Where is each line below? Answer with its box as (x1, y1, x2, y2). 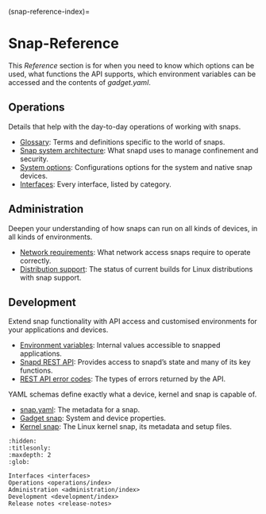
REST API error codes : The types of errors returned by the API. (19, 374, 226, 384)
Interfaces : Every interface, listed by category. (19, 179, 172, 189)
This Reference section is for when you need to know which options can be (8, 60, 255, 70)
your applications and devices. (8, 325, 109, 334)
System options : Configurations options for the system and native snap (19, 162, 253, 172)
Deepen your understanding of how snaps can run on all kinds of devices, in (8, 223, 258, 233)
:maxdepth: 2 (8, 451, 52, 459)
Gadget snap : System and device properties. (19, 413, 167, 423)
